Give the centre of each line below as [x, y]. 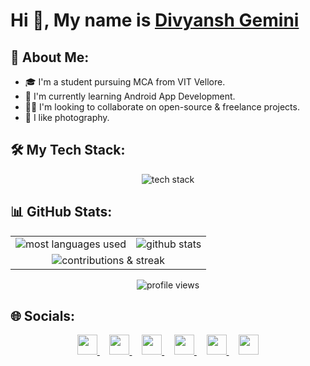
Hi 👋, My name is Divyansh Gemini [155, 20]
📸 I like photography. [67, 117]
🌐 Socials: [43, 316]
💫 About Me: [50, 57]
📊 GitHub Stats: [61, 212]
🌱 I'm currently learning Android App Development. [130, 96]
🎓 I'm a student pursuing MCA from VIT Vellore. [125, 82]
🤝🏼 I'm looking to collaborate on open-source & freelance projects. [162, 107]
